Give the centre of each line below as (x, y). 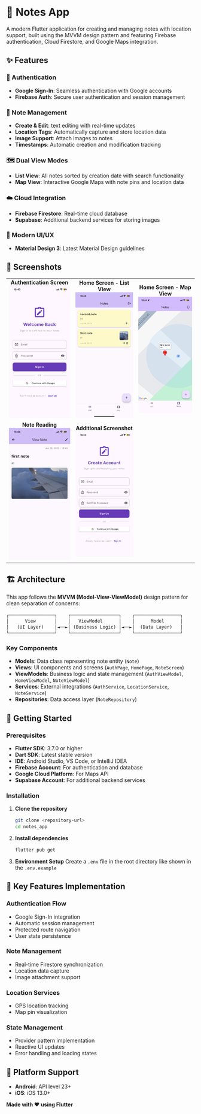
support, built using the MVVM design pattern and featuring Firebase (91, 35)
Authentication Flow (36, 904)
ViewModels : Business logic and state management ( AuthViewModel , (99, 674)
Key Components (32, 648)
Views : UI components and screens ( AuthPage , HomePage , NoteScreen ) (99, 668)
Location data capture (42, 971)
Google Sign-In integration (48, 917)
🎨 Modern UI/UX (30, 235)
